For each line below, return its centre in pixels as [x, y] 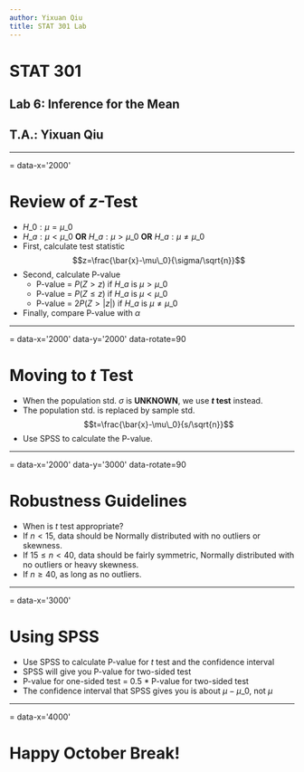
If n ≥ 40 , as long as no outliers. [82, 574]
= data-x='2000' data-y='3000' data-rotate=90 [98, 464]
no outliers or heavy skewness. [81, 564]
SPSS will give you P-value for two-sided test [107, 672]
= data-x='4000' [40, 717]
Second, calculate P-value [71, 274]
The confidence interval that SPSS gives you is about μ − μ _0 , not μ [147, 691]
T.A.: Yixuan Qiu [57, 135]
